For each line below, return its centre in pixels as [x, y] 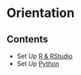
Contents [27, 39]
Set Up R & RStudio [45, 56]
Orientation [40, 13]
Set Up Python [38, 64]
